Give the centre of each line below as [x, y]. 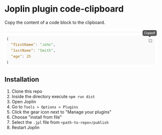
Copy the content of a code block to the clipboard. [55, 22]
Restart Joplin [25, 127]
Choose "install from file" [37, 117]
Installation [22, 79]
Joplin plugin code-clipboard [64, 9]
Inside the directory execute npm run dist [53, 96]
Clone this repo [27, 91]
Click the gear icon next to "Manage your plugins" [62, 112]
